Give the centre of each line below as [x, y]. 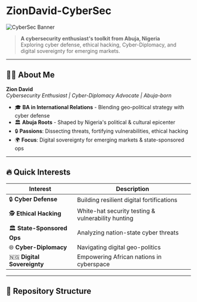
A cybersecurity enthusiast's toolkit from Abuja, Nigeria [90, 38]
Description [133, 189]
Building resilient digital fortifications [127, 200]
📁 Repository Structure [49, 291]
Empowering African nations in [119, 257]
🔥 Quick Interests [38, 172]
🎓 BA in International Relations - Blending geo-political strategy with [99, 107]
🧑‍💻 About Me [30, 75]
